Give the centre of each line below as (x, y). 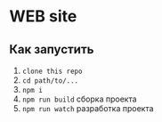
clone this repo (52, 71)
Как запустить (52, 49)
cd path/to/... (50, 81)
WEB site (43, 16)
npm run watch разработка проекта (88, 108)
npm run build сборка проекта (79, 99)
